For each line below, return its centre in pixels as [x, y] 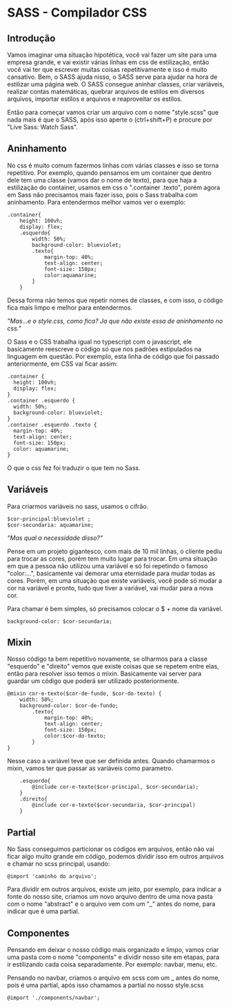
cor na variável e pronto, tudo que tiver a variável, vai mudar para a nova [110, 588]
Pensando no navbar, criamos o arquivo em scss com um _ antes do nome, [114, 978]
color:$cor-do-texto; [75, 736]
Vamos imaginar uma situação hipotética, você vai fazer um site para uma [112, 55]
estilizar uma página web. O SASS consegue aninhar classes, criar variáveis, [116, 84]
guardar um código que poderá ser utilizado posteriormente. [93, 681]
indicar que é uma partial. [43, 911]
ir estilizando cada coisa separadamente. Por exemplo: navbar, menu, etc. [112, 964]
